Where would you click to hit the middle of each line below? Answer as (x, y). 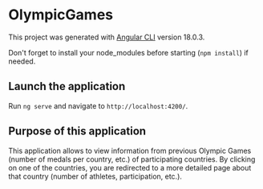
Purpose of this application (77, 131)
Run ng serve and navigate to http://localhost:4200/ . (98, 105)
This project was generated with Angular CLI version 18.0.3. (107, 37)
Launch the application (67, 86)
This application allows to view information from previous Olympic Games (130, 150)
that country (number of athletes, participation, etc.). (95, 176)
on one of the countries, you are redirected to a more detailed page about (130, 167)
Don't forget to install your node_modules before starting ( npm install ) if (128, 52)
